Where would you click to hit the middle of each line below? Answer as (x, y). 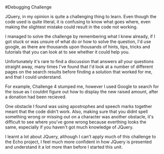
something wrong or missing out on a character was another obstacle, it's (80, 117)
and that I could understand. (34, 77)
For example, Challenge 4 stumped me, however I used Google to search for (82, 87)
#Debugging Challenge (28, 7)
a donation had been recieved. (36, 97)
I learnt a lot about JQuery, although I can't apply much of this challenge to (81, 137)
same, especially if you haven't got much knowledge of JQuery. (69, 127)
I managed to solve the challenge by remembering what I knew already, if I (80, 36)
